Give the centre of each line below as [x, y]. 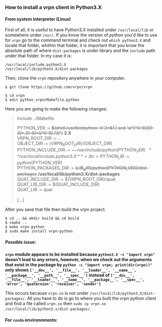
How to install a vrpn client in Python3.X [54, 7]
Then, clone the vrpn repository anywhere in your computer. [65, 78]
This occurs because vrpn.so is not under [47, 293]
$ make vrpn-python [25, 227]
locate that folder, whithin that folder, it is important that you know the [75, 45]
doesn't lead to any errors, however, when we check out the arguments [79, 260]
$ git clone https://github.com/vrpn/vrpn [49, 87]
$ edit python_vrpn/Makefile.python [42, 100]
